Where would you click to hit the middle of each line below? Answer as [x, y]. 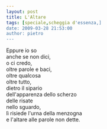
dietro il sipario [24, 88]
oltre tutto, [19, 82]
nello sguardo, [24, 107]
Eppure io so [22, 50]
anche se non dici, [29, 57]
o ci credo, [19, 63]
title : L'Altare [26, 17]
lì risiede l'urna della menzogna [44, 114]
